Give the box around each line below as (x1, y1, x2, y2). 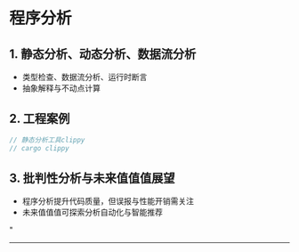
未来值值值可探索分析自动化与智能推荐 (21, 207, 163, 218)
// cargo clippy (9, 143, 69, 152)
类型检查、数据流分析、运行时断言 (21, 72, 148, 82)
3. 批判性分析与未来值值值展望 (9, 170, 175, 185)
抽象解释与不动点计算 (21, 83, 101, 93)
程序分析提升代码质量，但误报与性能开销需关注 (21, 196, 194, 207)
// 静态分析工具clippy (9, 135, 85, 144)
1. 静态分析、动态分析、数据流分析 (9, 46, 197, 61)
